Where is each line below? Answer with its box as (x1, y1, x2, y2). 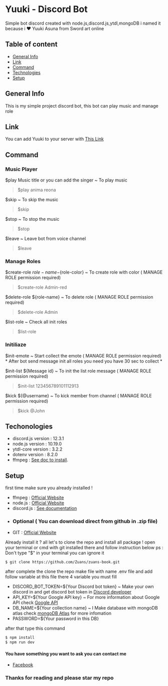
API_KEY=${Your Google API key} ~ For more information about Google (12, 594, 160, 601)
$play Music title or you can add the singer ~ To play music (5, 177, 128, 183)
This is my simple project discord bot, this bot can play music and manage (5, 103, 159, 109)
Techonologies (5, 422, 53, 431)
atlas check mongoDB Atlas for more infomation (12, 610, 112, 617)
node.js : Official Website (12, 500, 64, 506)
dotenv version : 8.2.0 (12, 452, 58, 458)
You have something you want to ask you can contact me (5, 650, 127, 657)
